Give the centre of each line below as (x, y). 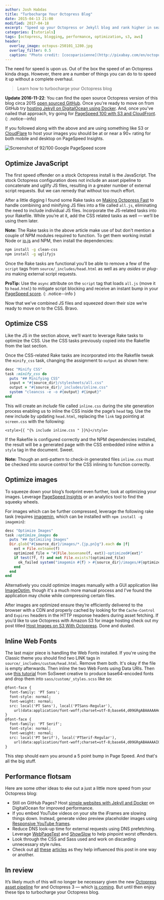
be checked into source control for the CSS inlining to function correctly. (78, 464)
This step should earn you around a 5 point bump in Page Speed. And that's (81, 756)
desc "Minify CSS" (24, 369)
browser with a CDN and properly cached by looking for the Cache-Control (80, 610)
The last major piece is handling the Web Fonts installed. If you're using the (81, 653)
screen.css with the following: (35, 421)
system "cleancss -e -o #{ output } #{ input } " (55, 392)
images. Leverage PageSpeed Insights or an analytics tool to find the (74, 497)
